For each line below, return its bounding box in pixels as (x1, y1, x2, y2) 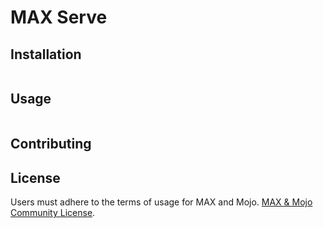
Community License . (10, 207, 96, 219)
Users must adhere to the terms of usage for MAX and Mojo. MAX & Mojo (10, 196, 313, 208)
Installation (10, 46, 82, 63)
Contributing (10, 136, 92, 153)
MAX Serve (10, 6, 108, 29)
